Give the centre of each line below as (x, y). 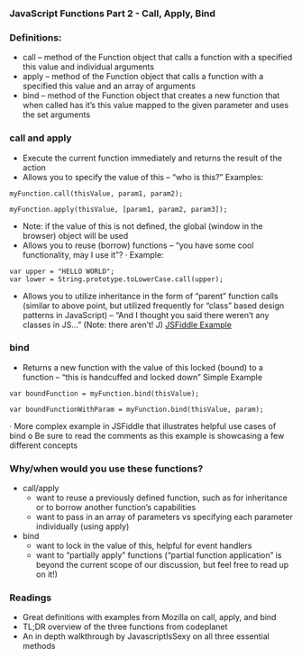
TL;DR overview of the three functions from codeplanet (125, 627)
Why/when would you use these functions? (106, 469)
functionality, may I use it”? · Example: (93, 254)
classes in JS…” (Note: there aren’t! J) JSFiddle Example (127, 324)
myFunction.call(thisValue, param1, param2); (96, 193)
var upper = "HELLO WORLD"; (62, 271)
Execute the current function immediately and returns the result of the (152, 158)
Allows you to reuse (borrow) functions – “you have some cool (138, 245)
